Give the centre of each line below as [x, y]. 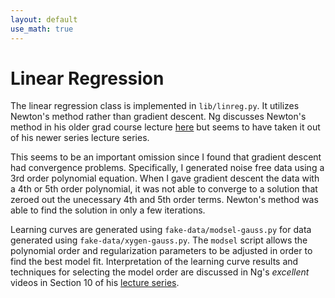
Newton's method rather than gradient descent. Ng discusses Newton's [158, 117]
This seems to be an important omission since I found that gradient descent [166, 157]
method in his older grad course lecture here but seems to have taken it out [165, 127]
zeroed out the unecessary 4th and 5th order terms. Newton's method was [164, 200]
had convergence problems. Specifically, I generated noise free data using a [167, 168]
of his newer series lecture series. [80, 138]
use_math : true [42, 29]
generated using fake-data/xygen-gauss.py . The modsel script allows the [159, 240]
